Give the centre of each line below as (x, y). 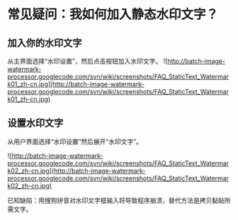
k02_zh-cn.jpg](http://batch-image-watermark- (77, 170)
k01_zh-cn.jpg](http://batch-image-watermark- (76, 84)
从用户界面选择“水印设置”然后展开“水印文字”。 (75, 141)
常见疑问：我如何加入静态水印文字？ (113, 15)
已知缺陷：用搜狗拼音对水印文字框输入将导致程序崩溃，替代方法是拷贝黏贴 (116, 200)
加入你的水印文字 (45, 43)
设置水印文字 (35, 123)
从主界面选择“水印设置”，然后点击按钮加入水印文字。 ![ (87, 61)
